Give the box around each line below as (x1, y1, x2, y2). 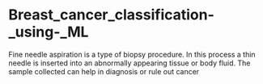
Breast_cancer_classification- (8, 6, 214, 24)
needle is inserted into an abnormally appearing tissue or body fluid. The (8, 58, 251, 68)
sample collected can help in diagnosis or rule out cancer (8, 66, 200, 76)
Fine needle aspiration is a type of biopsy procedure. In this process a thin (8, 49, 257, 59)
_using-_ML (8, 23, 89, 41)
